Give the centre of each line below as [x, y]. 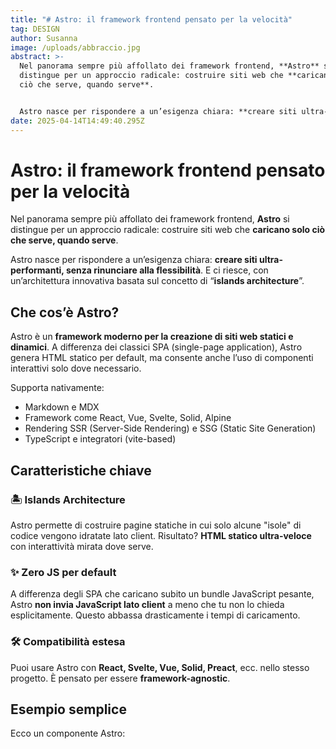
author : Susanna [44, 38]
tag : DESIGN [35, 29]
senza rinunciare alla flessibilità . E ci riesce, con [167, 270]
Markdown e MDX [62, 407]
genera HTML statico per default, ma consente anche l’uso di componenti [162, 358]
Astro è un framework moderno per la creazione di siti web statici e [152, 337]
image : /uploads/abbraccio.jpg [75, 47]
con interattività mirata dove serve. [82, 546]
